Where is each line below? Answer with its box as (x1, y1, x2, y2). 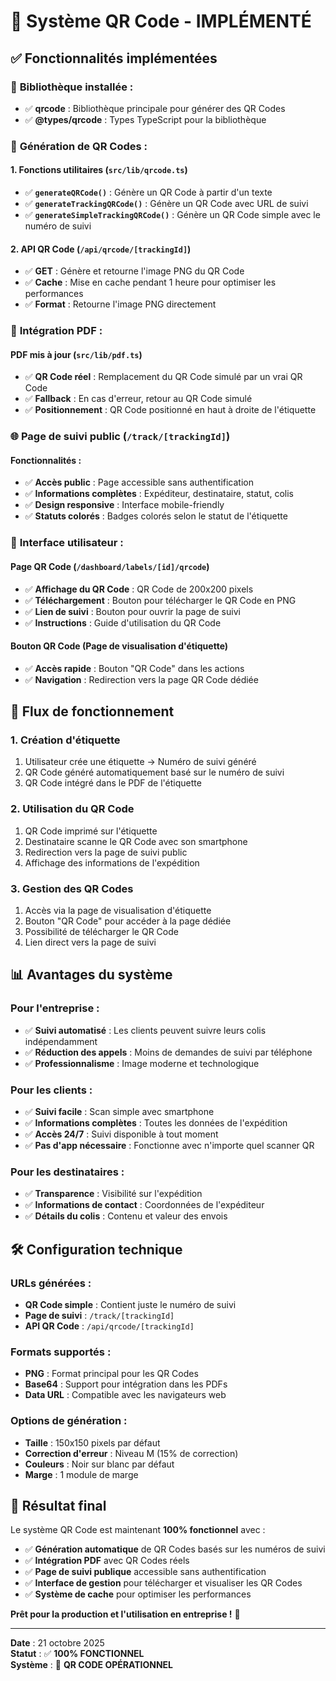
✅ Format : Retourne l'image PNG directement (24, 298, 217, 310)
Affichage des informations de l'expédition (24, 856, 200, 869)
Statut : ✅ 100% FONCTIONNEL (10, 1648, 145, 1660)
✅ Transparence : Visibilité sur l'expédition (24, 1188, 203, 1200)
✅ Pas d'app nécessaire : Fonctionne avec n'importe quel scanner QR (24, 1140, 315, 1152)
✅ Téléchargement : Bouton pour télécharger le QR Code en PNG (24, 594, 297, 606)
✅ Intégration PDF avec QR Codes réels (24, 1555, 190, 1567)
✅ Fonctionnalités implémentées (10, 50, 218, 67)
